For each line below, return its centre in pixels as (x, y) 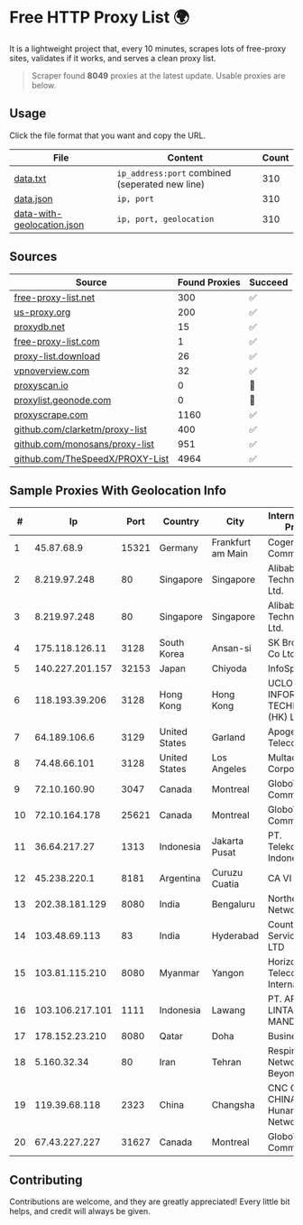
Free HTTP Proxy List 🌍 (100, 18)
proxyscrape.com (51, 414)
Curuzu (227, 873)
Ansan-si (231, 649)
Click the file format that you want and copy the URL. (107, 135)
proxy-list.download (57, 355)
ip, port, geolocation (165, 219)
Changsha (233, 1105)
